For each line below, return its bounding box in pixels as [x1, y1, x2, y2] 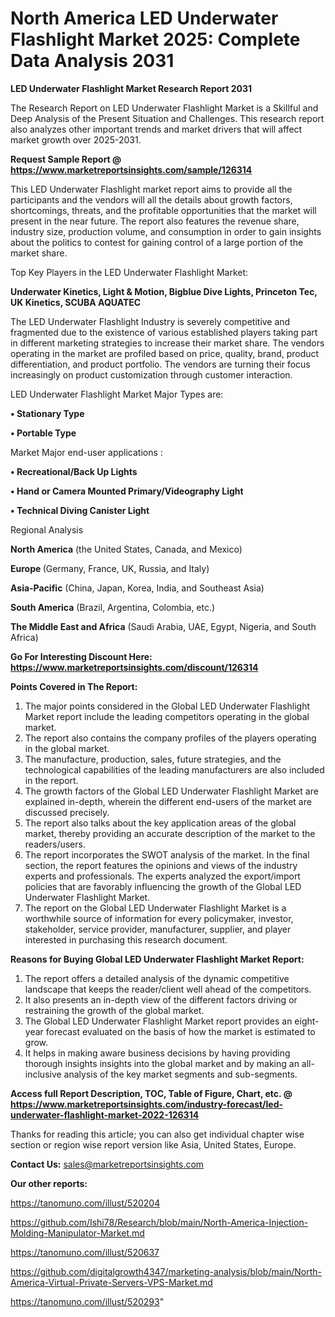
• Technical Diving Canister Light [10, 504, 150, 516]
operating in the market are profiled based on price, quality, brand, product [10, 347, 320, 359]
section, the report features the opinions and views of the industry [24, 859, 298, 871]
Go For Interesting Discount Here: [10, 650, 153, 662]
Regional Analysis [10, 523, 84, 536]
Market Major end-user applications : [10, 446, 163, 458]
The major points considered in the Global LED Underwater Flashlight [24, 700, 311, 712]
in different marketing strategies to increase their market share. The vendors [10, 337, 325, 349]
